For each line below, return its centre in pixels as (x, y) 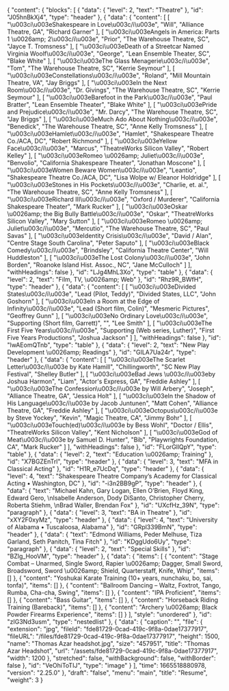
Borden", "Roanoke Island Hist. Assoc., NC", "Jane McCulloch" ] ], (100, 265)
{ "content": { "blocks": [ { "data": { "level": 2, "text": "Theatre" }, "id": (105, 10)
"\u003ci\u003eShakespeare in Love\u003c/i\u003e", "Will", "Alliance (106, 24)
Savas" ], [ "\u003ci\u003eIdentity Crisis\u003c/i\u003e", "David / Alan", (110, 235)
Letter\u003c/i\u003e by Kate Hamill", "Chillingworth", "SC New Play (104, 367)
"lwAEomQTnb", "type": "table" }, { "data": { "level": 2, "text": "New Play (108, 345)
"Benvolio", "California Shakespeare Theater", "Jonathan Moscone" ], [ (106, 163)
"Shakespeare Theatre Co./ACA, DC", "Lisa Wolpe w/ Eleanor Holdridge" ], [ (114, 177)
